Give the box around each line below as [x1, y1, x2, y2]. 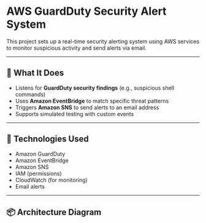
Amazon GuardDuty [15, 150, 66, 157]
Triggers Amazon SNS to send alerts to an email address [15, 103, 159, 111]
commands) [15, 90, 46, 98]
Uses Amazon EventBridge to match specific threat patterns [15, 97, 169, 104]
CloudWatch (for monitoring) [15, 176, 88, 184]
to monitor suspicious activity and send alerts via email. [6, 44, 147, 52]
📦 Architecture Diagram [6, 207, 102, 217]
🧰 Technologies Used [6, 134, 89, 144]
